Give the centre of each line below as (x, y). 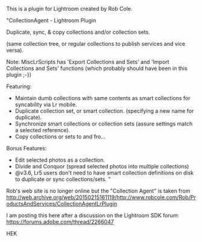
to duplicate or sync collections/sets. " (63, 179)
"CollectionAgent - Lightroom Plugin (51, 20)
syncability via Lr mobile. (46, 104)
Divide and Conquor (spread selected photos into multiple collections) (102, 166)
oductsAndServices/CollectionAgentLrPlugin (62, 204)
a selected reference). (43, 130)
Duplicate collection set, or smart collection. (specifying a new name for (104, 111)
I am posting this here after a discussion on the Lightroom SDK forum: (93, 215)
